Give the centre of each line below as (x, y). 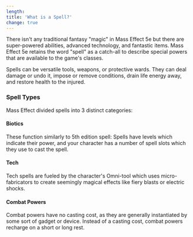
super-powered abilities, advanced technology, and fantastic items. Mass (95, 45)
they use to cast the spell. (37, 149)
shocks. (16, 189)
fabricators (19, 182)
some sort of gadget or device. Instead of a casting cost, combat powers (95, 221)
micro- (169, 176)
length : (16, 11)
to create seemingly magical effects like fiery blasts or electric (109, 182)
